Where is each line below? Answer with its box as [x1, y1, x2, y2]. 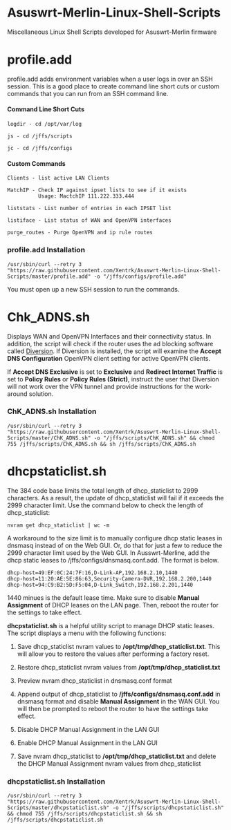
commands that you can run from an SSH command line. [7, 89, 169, 97]
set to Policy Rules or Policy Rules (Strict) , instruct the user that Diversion [7, 375, 219, 383]
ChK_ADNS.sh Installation [7, 406, 97, 416]
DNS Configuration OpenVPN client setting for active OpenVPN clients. [7, 354, 211, 362]
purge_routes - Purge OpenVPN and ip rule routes [7, 229, 154, 236]
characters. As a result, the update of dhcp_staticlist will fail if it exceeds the [7, 493, 224, 502]
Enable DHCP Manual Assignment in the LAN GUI [17, 738, 158, 747]
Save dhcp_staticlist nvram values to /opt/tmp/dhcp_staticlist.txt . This [17, 642, 221, 650]
